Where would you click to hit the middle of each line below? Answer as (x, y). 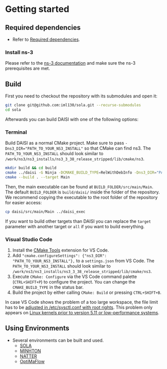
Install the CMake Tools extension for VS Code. (61, 250)
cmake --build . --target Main (38, 177)
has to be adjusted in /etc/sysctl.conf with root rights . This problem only (79, 307)
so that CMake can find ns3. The (118, 148)
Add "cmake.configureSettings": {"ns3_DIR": (59, 255)
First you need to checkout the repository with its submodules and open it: (81, 96)
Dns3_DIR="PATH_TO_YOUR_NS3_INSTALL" (44, 149)
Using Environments (37, 328)
